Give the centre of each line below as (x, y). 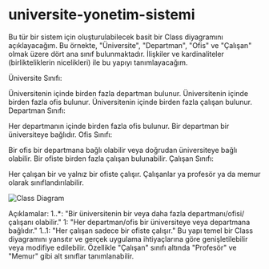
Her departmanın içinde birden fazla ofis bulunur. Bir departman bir (119, 126)
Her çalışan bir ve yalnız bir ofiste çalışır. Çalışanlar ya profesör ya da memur (134, 174)
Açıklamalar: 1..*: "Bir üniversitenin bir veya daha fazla (97, 213)
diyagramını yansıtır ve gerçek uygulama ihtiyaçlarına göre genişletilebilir (128, 239)
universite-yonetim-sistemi (102, 15)
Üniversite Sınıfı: (35, 78)
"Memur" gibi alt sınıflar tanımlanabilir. (71, 256)
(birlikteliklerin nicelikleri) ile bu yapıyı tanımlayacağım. (98, 62)
